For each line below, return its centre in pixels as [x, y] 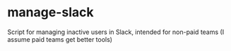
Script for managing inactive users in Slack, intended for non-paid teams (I [116, 32]
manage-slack [51, 12]
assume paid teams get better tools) [60, 39]
